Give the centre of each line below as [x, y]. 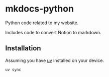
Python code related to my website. [42, 23]
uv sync [13, 69]
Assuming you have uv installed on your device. [55, 60]
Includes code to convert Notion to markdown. [53, 32]
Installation [23, 48]
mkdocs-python [40, 9]
